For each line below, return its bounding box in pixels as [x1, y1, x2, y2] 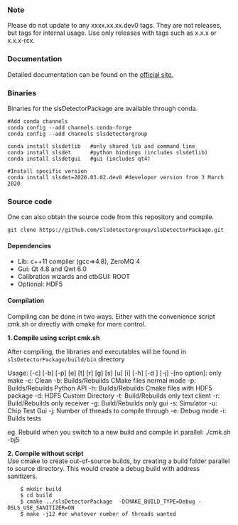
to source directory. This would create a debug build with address [7, 464, 200, 472]
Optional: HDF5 [17, 280, 63, 289]
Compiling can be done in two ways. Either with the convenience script [7, 312, 215, 321]
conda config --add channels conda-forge [7, 124, 132, 131]
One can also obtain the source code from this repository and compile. [7, 213, 215, 221]
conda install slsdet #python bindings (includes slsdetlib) [7, 149, 208, 156]
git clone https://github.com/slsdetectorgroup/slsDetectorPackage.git [7, 226, 224, 234]
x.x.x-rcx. [7, 36, 36, 45]
